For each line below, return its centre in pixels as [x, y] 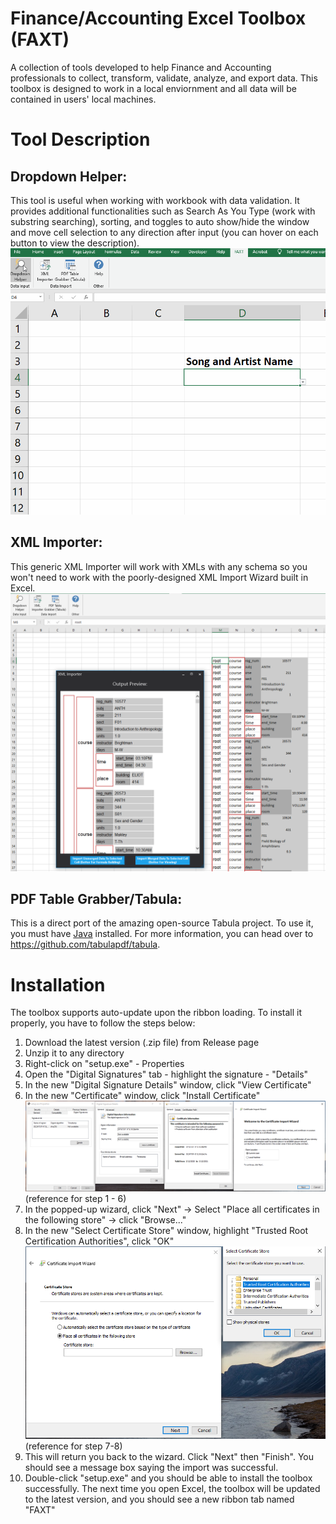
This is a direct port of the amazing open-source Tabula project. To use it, [162, 923]
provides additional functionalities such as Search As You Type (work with [163, 211]
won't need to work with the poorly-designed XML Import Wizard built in [159, 577]
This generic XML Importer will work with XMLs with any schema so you [159, 566]
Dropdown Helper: [69, 176]
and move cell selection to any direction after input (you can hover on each [164, 232]
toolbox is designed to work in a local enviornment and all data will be [153, 88]
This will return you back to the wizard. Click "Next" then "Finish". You [169, 1457]
